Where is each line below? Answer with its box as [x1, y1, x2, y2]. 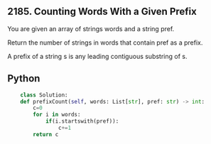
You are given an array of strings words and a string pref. [7, 24, 175, 33]
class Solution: [20, 92, 69, 99]
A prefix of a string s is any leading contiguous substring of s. [7, 52, 188, 60]
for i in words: [33, 111, 81, 118]
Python [7, 72, 40, 84]
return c [33, 131, 59, 138]
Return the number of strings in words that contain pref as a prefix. [7, 38, 203, 47]
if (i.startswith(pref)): [45, 118, 119, 125]
